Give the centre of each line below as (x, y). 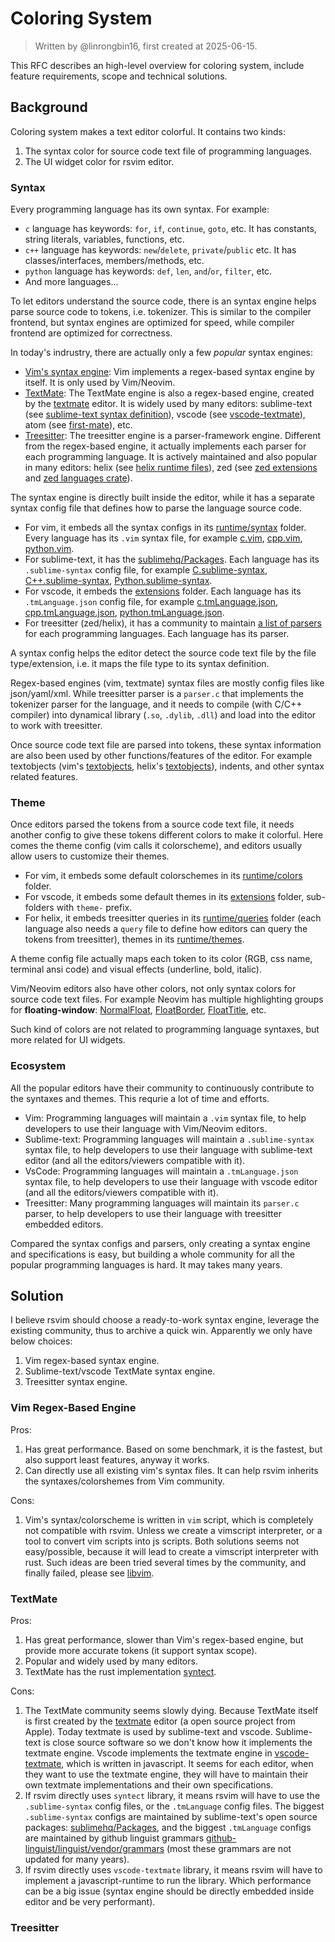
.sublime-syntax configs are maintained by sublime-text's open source (171, 1817)
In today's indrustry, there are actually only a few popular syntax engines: (162, 353)
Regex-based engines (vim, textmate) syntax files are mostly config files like (167, 683)
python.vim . (49, 549)
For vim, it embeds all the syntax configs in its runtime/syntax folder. (165, 528)
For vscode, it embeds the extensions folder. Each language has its (163, 591)
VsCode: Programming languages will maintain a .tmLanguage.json (161, 1171)
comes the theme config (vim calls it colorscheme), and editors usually (156, 846)
